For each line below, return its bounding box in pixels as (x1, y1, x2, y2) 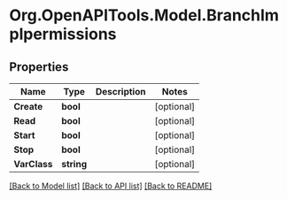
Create (13, 101, 43, 112)
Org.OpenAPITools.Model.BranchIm (9, 5, 279, 26)
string (61, 158, 87, 170)
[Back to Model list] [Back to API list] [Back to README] (9, 180, 213, 191)
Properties (9, 59, 69, 74)
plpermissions (9, 24, 117, 44)
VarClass (13, 158, 53, 170)
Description (96, 86, 146, 97)
